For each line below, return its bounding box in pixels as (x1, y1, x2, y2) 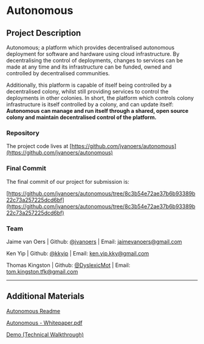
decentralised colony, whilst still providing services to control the (6, 88, 169, 95)
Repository (6, 129, 39, 137)
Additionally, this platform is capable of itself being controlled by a (6, 81, 172, 89)
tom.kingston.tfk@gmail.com (6, 268, 78, 275)
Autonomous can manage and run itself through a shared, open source (6, 107, 189, 114)
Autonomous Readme (6, 307, 61, 314)
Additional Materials (6, 291, 85, 302)
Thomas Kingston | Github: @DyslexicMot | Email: (6, 261, 131, 269)
